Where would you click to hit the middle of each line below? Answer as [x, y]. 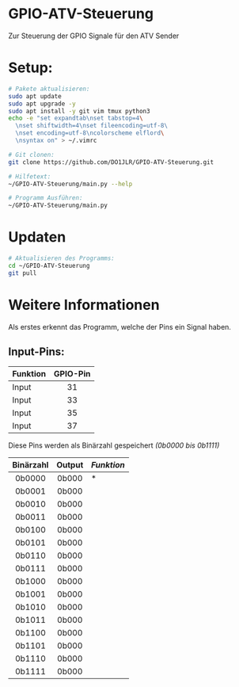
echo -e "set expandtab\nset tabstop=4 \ [76, 118]
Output [70, 465]
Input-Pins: [36, 352]
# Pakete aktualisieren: [49, 89]
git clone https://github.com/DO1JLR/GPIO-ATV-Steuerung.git [111, 162]
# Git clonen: [32, 155]
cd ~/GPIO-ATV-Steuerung [49, 265]
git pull [23, 273]
